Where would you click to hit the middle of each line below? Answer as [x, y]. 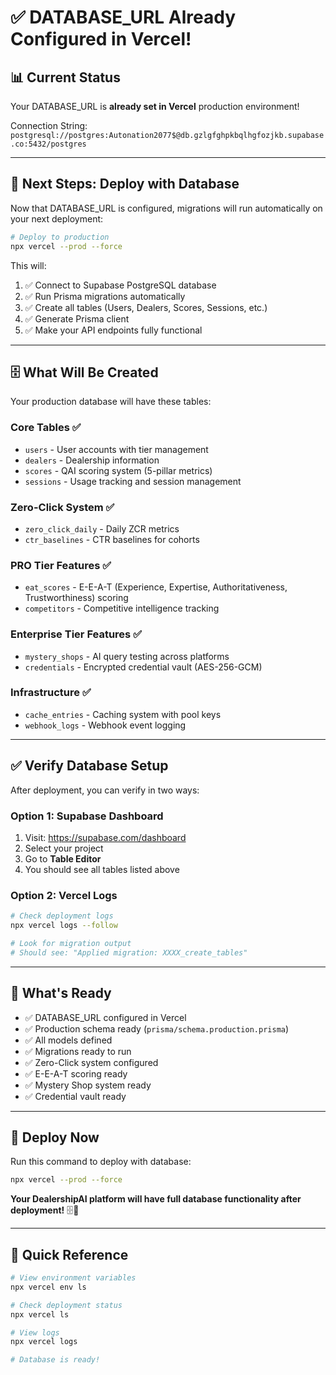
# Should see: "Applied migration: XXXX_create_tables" [129, 952]
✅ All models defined [68, 1040]
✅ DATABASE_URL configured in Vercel [105, 1017]
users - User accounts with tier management [116, 449]
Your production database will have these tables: [111, 402]
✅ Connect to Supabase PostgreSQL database [120, 285]
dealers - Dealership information [92, 460]
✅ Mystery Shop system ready [88, 1085]
